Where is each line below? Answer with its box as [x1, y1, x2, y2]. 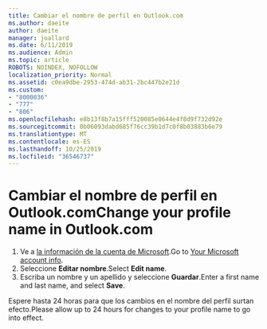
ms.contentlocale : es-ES [8, 137, 91, 146]
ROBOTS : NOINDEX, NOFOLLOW [8, 64, 98, 72]
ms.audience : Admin [8, 49, 73, 57]
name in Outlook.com [8, 221, 154, 239]
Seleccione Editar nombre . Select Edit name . [19, 264, 167, 273]
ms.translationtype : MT [8, 130, 88, 138]
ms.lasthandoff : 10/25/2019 [8, 145, 102, 153]
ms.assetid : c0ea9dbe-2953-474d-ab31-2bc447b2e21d [8, 78, 180, 86]
